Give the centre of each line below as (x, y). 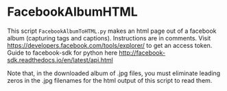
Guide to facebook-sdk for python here (62, 53)
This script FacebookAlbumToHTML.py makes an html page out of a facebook (112, 31)
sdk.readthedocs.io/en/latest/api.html (60, 60)
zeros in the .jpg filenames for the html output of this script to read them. (110, 80)
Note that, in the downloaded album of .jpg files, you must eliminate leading (114, 73)
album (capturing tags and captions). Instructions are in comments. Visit (109, 38)
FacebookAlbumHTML (73, 12)
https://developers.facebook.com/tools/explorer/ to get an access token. (110, 45)
